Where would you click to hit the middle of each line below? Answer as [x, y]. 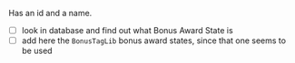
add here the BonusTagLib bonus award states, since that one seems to [154, 40]
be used [37, 51]
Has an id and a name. [50, 13]
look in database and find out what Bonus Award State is [127, 30]
